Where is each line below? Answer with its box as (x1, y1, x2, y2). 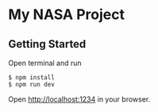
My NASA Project (8, 6, 125, 24)
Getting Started (8, 37, 87, 51)
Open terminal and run (8, 58, 82, 68)
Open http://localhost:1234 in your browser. (8, 95, 151, 104)
